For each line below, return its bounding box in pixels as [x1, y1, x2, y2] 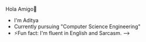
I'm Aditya [13, 17, 39, 23]
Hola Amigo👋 [5, 6, 37, 12]
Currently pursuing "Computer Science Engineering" [13, 23, 141, 30]
